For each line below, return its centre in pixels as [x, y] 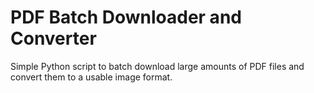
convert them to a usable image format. [91, 77]
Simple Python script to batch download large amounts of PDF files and [157, 66]
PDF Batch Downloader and [126, 17]
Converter [53, 38]
